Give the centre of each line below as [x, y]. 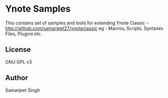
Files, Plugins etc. [24, 34]
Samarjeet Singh [23, 90]
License [18, 50]
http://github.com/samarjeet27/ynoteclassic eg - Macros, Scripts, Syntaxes [84, 28]
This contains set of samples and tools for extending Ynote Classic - [77, 23]
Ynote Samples [38, 9]
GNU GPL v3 [19, 62]
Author [17, 78]
